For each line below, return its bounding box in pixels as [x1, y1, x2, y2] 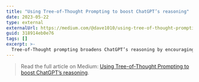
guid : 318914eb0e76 [6, 30, 54, 36]
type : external [6, 19, 44, 25]
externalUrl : [6, 25, 38, 31]
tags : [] [6, 36, 28, 42]
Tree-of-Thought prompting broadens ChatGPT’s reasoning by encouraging [11, 47, 195, 53]
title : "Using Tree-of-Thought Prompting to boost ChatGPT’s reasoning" [6, 8, 190, 15]
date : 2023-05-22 [6, 14, 49, 20]
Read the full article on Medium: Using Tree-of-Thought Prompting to [20, 63, 190, 70]
